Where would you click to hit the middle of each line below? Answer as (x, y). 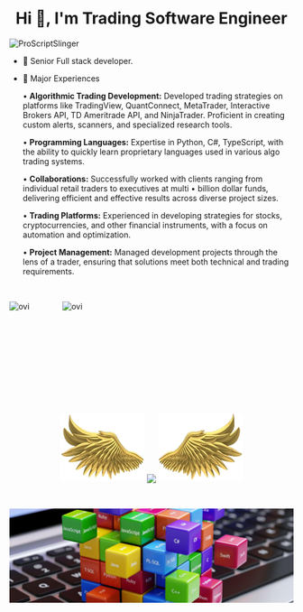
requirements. (48, 271)
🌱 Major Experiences (61, 78)
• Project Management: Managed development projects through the (150, 252)
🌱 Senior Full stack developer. (78, 60)
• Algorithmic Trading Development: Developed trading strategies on (153, 96)
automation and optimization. (76, 235)
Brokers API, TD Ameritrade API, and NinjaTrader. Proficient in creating (154, 115)
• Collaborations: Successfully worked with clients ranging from (142, 179)
